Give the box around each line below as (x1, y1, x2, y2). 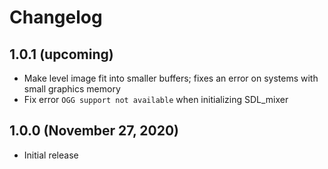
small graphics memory (23, 83, 121, 95)
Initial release (23, 149, 79, 161)
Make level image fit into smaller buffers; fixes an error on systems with (23, 72, 319, 84)
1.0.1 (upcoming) (9, 46, 114, 63)
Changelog (9, 6, 103, 29)
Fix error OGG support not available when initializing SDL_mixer (23, 94, 289, 105)
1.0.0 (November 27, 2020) (9, 122, 179, 140)
